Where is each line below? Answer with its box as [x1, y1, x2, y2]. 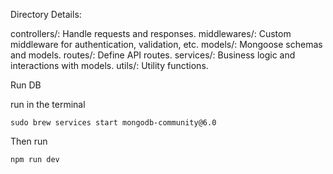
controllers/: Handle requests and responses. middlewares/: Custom [10, 28, 292, 39]
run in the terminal [10, 99, 86, 110]
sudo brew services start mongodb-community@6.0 [10, 118, 217, 128]
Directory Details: [10, 9, 82, 20]
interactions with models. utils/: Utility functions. [10, 60, 209, 71]
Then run [10, 135, 48, 147]
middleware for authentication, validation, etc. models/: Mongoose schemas [10, 39, 323, 50]
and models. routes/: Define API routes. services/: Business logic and [10, 49, 296, 61]
